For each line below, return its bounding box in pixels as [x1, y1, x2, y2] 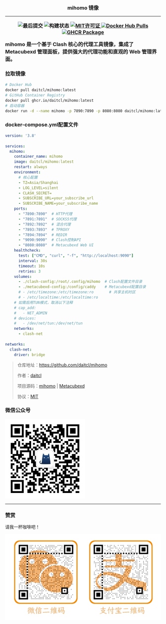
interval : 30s [18, 258, 48, 263]
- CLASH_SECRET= [18, 190, 52, 196]
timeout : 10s [18, 264, 45, 268]
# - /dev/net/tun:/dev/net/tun [14, 321, 83, 326]
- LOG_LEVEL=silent [18, 185, 58, 190]
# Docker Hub [5, 83, 32, 88]
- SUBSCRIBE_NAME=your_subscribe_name [18, 201, 98, 206]
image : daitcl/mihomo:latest [14, 159, 74, 164]
